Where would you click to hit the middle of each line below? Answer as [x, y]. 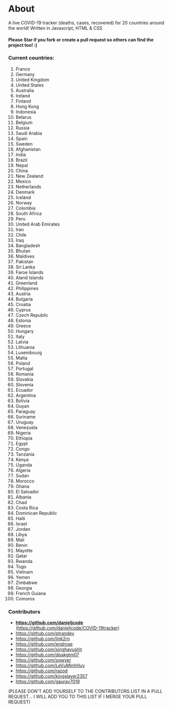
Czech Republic [32, 315]
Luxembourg [29, 352]
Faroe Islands [29, 272]
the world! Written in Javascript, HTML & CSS [55, 28]
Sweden [24, 144]
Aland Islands [30, 277]
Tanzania [25, 454]
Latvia [22, 342]
